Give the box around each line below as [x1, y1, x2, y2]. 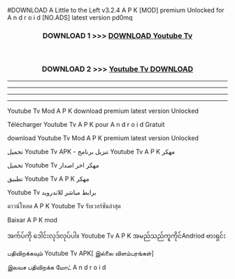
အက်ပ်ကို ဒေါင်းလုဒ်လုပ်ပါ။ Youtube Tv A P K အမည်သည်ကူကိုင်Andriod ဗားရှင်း [7, 231, 226, 240]
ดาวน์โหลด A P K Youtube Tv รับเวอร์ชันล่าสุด [7, 201, 121, 210]
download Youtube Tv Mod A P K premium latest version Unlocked [7, 133, 199, 142]
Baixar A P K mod [7, 215, 58, 224]
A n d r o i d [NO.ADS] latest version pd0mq [7, 13, 133, 22]
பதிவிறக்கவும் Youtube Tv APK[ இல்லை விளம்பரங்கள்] [7, 249, 154, 257]
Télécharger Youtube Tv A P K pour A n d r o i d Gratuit [7, 120, 165, 128]
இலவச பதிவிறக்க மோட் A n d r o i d [7, 263, 106, 271]
